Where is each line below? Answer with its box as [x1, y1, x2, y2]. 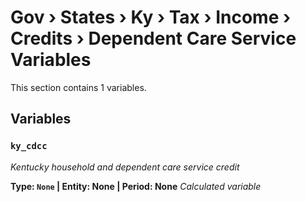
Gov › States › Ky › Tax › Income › [10, 6, 292, 29]
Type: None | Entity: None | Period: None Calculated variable [10, 180, 262, 192]
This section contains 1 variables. [10, 81, 147, 93]
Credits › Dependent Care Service [10, 27, 297, 50]
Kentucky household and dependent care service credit [10, 161, 240, 173]
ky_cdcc [10, 141, 48, 152]
